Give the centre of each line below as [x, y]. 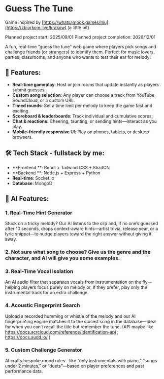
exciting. [21, 111]
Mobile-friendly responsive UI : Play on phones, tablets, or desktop [81, 132]
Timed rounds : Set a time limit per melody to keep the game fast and [82, 105]
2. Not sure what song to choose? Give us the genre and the [78, 252]
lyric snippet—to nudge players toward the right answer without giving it [78, 234]
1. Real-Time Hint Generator [39, 213]
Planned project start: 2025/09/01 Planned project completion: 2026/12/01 [81, 37]
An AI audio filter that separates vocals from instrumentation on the [73, 282]
